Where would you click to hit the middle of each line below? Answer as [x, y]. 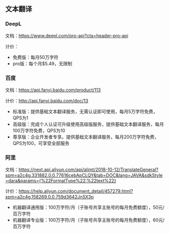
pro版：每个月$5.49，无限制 [42, 63]
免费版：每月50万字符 [35, 57]
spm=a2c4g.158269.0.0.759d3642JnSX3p [49, 197]
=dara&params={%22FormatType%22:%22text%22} [61, 181]
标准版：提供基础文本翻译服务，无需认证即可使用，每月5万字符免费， [85, 111]
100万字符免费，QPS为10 [39, 130]
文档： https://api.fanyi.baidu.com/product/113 [53, 90]
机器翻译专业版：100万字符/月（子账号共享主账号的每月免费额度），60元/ [89, 220]
